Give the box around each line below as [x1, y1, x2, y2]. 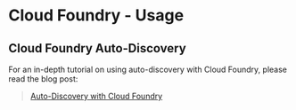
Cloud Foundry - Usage [8, 5, 185, 26]
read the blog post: [8, 74, 78, 84]
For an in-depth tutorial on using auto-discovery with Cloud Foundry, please [8, 64, 287, 75]
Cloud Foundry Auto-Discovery [8, 41, 186, 56]
